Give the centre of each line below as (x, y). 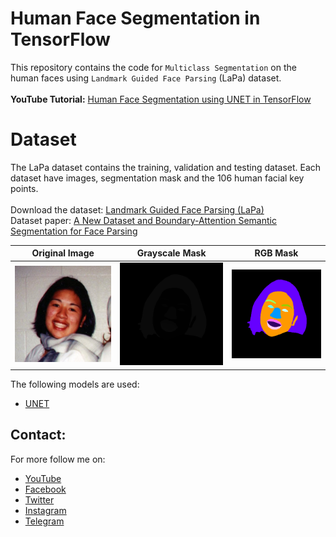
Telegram (44, 521)
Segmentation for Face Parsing (74, 231)
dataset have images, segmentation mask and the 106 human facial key (157, 178)
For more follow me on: (58, 459)
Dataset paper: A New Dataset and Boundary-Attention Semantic (143, 220)
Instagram (45, 510)
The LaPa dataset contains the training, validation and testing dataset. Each (166, 167)
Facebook (45, 489)
